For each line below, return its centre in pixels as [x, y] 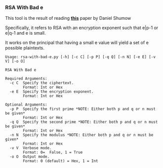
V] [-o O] [15, 61]
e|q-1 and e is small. [25, 33]
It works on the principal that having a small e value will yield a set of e [77, 43]
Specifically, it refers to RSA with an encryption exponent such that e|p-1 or [82, 28]
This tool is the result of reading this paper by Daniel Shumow [68, 18]
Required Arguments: [26, 79]
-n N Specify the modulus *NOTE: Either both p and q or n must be [81, 135]
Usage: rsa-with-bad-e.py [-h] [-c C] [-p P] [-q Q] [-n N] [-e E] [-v [80, 57]
